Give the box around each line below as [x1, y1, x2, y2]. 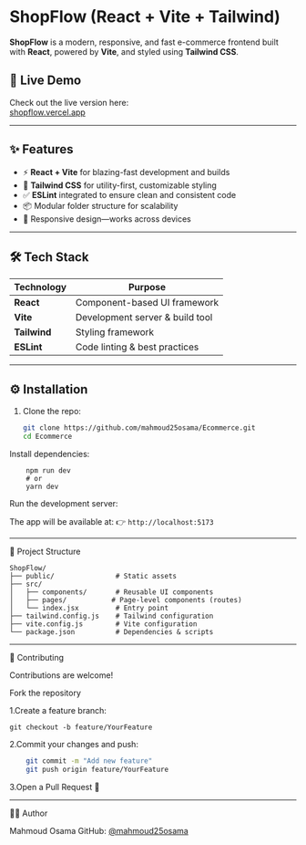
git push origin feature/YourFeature [25, 765, 169, 774]
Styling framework [76, 326, 155, 339]
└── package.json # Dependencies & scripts [9, 627, 214, 636]
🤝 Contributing [9, 652, 65, 662]
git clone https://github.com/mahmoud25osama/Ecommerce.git [22, 423, 256, 433]
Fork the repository [9, 687, 82, 698]
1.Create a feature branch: [9, 704, 107, 715]
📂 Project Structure [9, 546, 81, 557]
